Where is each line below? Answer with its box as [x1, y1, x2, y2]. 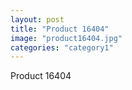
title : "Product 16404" [10, 24, 110, 34]
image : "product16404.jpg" [10, 33, 123, 43]
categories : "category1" [10, 42, 114, 53]
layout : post [10, 14, 65, 25]
